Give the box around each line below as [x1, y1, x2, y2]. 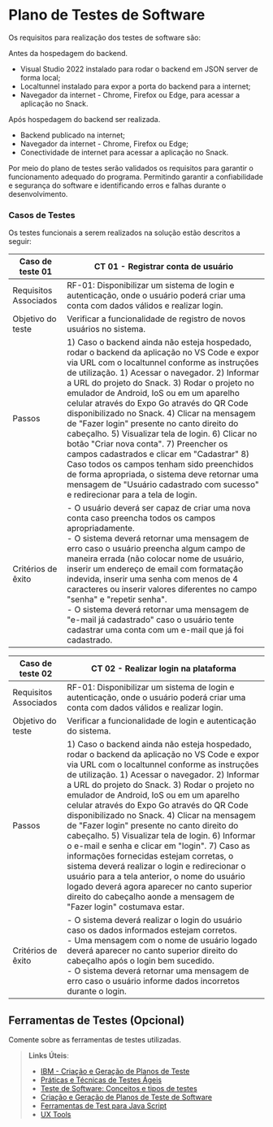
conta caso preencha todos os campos [66, 512, 216, 524]
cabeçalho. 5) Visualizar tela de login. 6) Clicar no [66, 429, 258, 440]
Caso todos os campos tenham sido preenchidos [66, 459, 254, 470]
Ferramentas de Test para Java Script [40, 1101, 167, 1111]
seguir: [8, 237, 32, 246]
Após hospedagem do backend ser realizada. [8, 114, 161, 124]
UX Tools [40, 1110, 71, 1120]
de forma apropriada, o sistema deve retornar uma [66, 469, 259, 481]
